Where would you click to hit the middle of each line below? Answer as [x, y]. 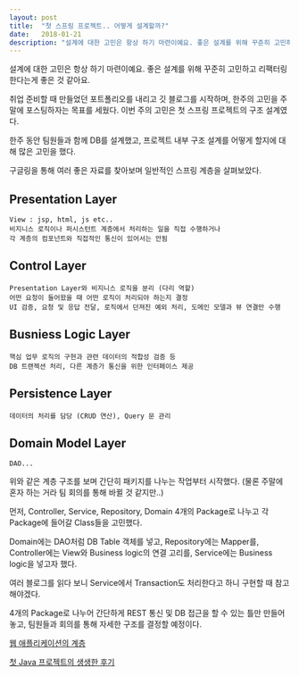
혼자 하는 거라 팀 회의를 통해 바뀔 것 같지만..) [87, 493]
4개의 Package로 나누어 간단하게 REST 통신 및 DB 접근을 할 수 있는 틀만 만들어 [147, 613]
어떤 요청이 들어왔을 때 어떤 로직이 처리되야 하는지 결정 [99, 297]
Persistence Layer [61, 394]
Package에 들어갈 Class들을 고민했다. [76, 522]
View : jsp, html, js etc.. [62, 220]
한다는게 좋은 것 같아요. [50, 80]
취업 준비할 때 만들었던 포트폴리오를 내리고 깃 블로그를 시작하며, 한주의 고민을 [144, 99]
